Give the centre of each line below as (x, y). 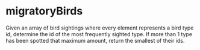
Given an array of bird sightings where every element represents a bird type (100, 28)
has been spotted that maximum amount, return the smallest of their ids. (95, 40)
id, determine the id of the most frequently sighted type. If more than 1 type (99, 34)
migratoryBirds (44, 11)
